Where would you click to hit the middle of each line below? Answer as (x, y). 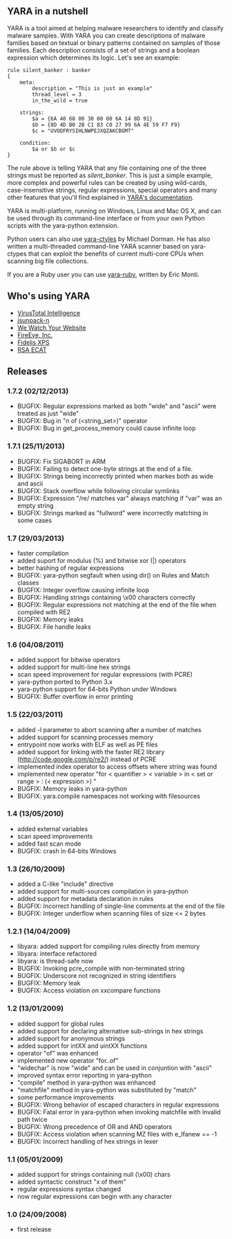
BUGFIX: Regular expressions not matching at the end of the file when (117, 605)
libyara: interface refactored (57, 954)
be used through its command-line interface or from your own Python (106, 218)
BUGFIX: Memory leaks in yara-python (72, 788)
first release (34, 1229)
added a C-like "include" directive (65, 884)
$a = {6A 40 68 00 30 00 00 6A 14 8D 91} (93, 118)
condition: (35, 143)
